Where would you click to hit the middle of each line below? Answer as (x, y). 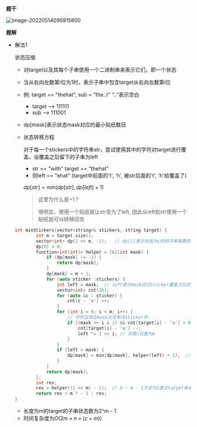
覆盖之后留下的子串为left (69, 157)
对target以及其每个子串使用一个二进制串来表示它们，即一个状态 (100, 70)
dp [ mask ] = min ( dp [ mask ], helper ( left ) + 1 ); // (129, 356)
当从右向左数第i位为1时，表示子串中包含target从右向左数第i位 (97, 82)
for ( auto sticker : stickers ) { (86, 279)
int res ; (47, 382)
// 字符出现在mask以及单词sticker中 (108, 317)
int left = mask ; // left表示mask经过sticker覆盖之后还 (124, 285)
